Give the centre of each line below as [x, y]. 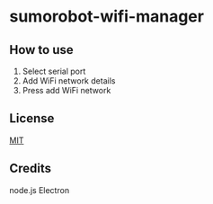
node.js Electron [40, 190]
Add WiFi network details [69, 81]
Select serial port [54, 71]
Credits [31, 169]
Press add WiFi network [67, 90]
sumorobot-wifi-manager [107, 17]
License [32, 119]
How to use [41, 50]
